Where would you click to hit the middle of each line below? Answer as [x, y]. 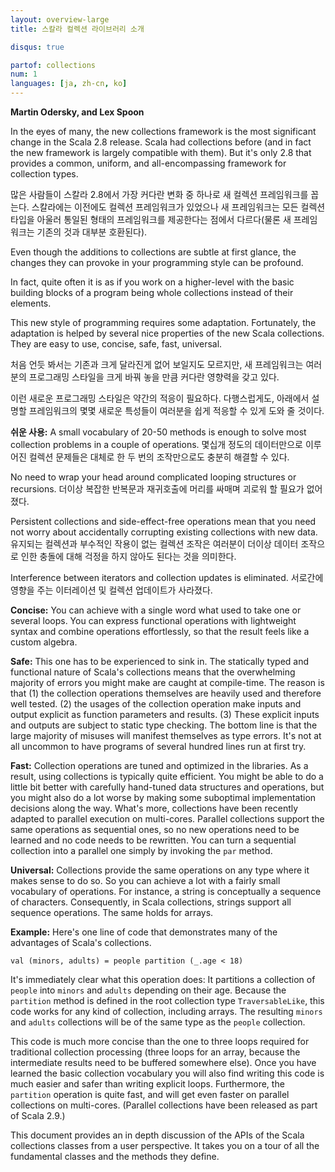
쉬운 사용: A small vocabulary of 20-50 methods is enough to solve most [158, 432]
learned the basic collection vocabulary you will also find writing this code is [167, 1073]
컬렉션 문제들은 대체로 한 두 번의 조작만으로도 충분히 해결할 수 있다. [159, 457]
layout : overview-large [60, 19]
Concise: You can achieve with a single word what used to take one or [156, 610]
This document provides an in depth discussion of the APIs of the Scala [157, 1135]
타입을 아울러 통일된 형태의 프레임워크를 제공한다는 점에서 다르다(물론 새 [151, 219]
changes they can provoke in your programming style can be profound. [157, 262]
